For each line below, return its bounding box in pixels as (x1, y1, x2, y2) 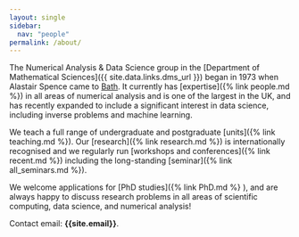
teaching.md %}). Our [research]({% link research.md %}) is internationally (9, 136, 286, 147)
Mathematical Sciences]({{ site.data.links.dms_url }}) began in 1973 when (9, 72, 279, 83)
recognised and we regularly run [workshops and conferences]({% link (9, 146, 270, 157)
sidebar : (9, 21, 42, 30)
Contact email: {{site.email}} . (9, 218, 119, 229)
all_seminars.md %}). (9, 165, 87, 176)
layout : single (9, 12, 66, 22)
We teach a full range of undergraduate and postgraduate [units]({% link (9, 127, 276, 138)
